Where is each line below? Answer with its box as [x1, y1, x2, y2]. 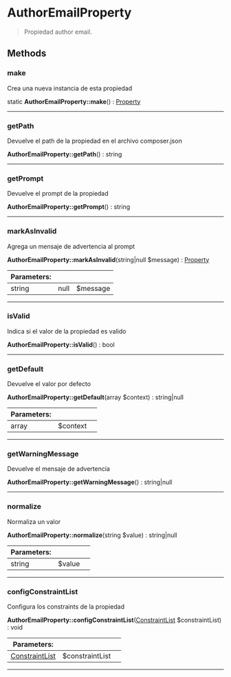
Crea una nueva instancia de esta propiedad [7, 84, 133, 92]
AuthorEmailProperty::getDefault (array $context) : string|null [7, 393, 184, 401]
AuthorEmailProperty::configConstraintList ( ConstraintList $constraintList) [7, 616, 222, 624]
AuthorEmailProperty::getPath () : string [7, 150, 122, 158]
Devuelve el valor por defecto [7, 380, 91, 388]
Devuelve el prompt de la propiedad [7, 190, 109, 198]
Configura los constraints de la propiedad [7, 603, 125, 611]
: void [7, 623, 23, 631]
